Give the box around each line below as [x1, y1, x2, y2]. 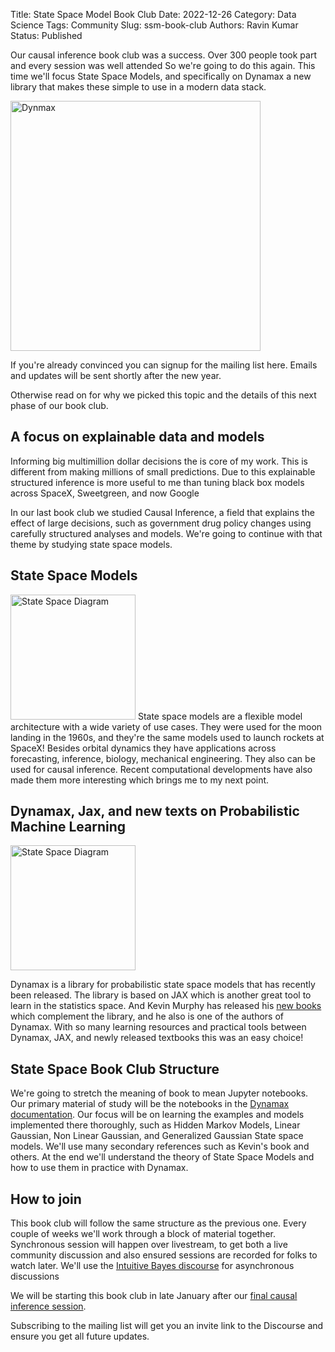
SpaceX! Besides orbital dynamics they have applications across [10, 742, 277, 754]
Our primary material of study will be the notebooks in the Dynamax [10, 1098, 290, 1110]
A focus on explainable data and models [10, 429, 265, 446]
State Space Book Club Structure [10, 1060, 220, 1078]
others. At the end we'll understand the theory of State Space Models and [10, 1151, 315, 1163]
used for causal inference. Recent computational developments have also [10, 763, 313, 775]
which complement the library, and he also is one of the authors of [10, 1010, 285, 1023]
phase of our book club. [10, 400, 109, 411]
